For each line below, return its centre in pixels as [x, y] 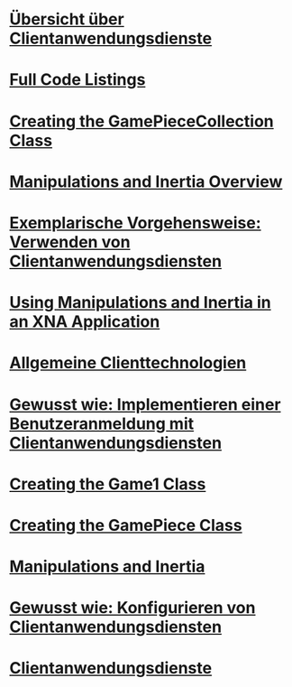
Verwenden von [70, 241]
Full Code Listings [78, 80]
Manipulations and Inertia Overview [146, 181]
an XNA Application [85, 322]
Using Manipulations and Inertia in [141, 303]
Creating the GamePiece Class [126, 525]
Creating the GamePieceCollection [142, 121]
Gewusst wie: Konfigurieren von [132, 608]
